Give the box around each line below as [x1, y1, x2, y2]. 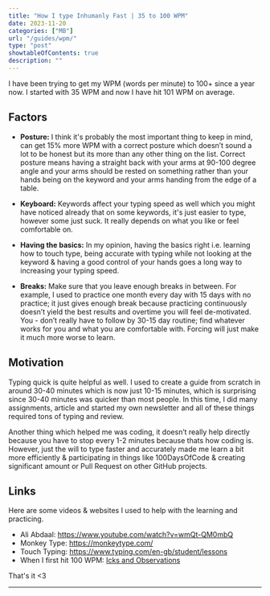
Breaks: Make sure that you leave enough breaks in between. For [19, 281, 237, 290]
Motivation [8, 356, 64, 370]
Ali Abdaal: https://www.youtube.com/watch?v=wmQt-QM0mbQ [19, 530, 234, 540]
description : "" [8, 57, 63, 65]
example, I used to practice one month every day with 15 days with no [19, 290, 252, 299]
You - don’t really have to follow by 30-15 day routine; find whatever [19, 315, 245, 325]
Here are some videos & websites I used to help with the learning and [8, 506, 239, 516]
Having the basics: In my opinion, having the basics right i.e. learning [19, 240, 251, 249]
